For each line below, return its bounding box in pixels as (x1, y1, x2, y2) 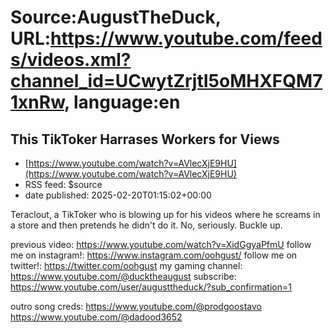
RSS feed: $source (24, 179, 103, 190)
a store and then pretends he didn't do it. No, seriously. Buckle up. (10, 219, 283, 231)
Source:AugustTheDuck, (10, 6, 222, 29)
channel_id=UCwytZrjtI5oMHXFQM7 (10, 70, 323, 93)
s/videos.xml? (10, 49, 132, 71)
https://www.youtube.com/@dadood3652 (10, 311, 183, 323)
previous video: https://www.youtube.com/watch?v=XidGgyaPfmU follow (10, 239, 312, 250)
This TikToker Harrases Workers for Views (10, 131, 280, 148)
